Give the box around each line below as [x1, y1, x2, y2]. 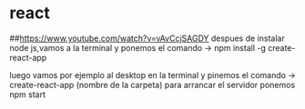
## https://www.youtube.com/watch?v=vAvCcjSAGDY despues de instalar [9, 33, 285, 44]
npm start [9, 89, 46, 100]
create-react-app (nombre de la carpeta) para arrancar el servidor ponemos [9, 79, 296, 90]
